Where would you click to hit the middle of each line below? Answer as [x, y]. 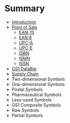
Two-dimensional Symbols [38, 79]
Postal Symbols [27, 89]
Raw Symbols [25, 110]
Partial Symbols [27, 115]
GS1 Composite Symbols [36, 105]
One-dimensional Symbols [38, 84]
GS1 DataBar [24, 68]
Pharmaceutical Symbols [36, 94]
